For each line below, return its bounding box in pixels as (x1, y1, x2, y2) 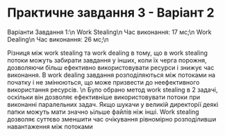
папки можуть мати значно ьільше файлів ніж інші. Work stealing (7, 108, 199, 116)
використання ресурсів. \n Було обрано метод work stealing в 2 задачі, (7, 85, 218, 94)
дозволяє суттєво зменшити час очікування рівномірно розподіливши (7, 114, 217, 123)
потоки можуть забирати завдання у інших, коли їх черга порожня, (7, 56, 207, 64)
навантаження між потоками (7, 122, 94, 130)
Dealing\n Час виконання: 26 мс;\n (7, 35, 109, 43)
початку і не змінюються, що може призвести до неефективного (7, 78, 200, 86)
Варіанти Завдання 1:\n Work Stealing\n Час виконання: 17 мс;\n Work (7, 28, 212, 36)
